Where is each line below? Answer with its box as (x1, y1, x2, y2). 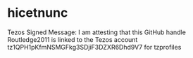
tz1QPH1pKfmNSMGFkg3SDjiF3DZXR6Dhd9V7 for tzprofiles (7, 43, 182, 51)
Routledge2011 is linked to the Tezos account (7, 35, 138, 43)
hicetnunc (7, 5, 68, 21)
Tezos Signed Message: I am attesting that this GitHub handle (7, 28, 187, 36)
